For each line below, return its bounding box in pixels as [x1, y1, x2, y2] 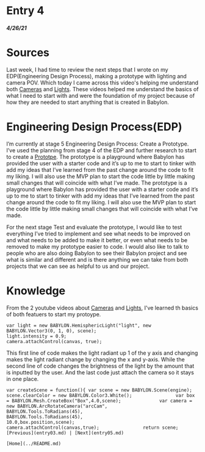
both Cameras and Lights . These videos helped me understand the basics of [6, 85, 199, 92]
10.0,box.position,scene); [6, 419, 75, 425]
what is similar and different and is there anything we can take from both [6, 256, 189, 263]
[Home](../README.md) [6, 440, 62, 446]
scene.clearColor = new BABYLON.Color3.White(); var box [6, 392, 195, 398]
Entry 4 [6, 4, 45, 18]
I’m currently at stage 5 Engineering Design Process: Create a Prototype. [6, 140, 189, 147]
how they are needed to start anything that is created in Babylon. [6, 98, 170, 106]
